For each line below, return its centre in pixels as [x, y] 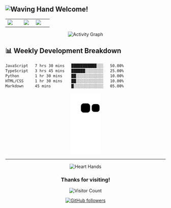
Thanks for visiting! [85, 180]
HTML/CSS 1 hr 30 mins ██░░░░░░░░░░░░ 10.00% [65, 81]
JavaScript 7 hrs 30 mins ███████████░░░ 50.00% [65, 66]
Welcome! [72, 9]
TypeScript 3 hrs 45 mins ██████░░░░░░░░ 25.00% [65, 71]
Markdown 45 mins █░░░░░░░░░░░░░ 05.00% [65, 86]
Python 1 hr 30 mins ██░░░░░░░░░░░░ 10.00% [65, 76]
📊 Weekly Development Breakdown [63, 51]
